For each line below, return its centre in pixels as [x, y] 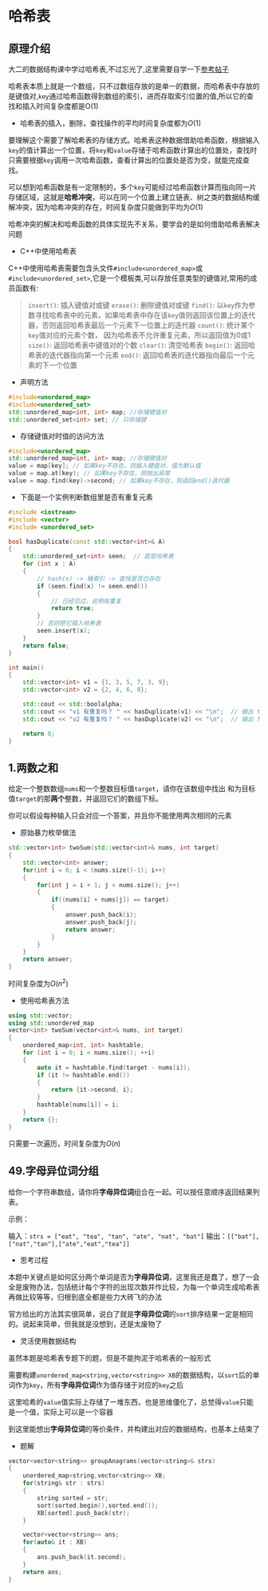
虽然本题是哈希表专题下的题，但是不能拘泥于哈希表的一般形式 [110, 1357]
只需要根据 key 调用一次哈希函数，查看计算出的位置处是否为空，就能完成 [126, 160]
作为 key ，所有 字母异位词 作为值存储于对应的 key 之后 [99, 1385]
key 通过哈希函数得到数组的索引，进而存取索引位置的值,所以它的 [143, 96]
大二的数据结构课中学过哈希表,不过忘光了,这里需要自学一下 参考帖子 [119, 69]
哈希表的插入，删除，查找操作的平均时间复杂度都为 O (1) [110, 123]
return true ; [72, 609]
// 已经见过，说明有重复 [86, 601]
